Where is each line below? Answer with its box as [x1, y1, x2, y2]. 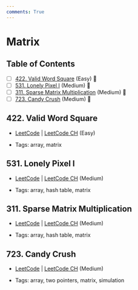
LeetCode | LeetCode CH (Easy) [15, 129, 96, 137]
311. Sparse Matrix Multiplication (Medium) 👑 [15, 88, 126, 95]
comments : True [6, 8, 45, 15]
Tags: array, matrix [15, 141, 62, 148]
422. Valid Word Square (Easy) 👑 [15, 75, 97, 82]
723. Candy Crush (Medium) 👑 [15, 95, 91, 103]
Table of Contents [6, 59, 76, 69]
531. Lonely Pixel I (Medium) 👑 [15, 82, 91, 89]
